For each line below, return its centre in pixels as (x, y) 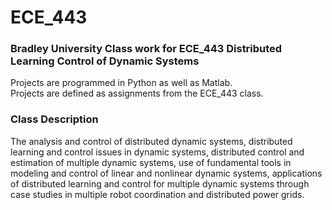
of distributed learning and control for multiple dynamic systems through (160, 183)
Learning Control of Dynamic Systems (105, 61)
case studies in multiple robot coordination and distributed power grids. (157, 194)
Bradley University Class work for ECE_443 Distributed (146, 49)
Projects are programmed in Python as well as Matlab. (121, 83)
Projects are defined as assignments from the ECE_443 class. (137, 93)
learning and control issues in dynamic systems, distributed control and (157, 152)
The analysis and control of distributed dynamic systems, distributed (151, 141)
